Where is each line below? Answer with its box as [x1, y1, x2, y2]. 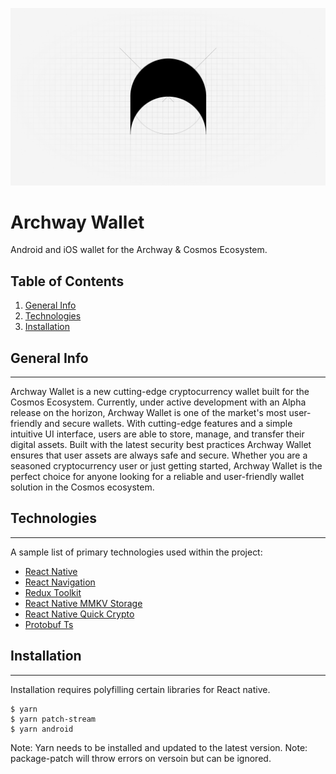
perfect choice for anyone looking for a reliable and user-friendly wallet [10, 471, 305, 483]
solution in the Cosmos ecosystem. [10, 481, 155, 493]
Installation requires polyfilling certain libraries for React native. [10, 683, 271, 695]
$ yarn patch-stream [10, 714, 97, 724]
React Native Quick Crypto [24, 608, 135, 620]
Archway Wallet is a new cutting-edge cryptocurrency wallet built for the [10, 386, 310, 398]
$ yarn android [10, 724, 74, 734]
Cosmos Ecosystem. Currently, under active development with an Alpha [10, 396, 307, 408]
